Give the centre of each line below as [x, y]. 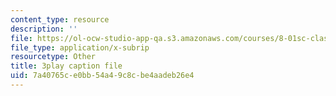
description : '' [44, 29]
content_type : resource [60, 19]
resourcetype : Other [53, 57]
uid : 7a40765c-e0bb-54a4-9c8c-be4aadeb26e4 [102, 76]
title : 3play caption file [66, 66]
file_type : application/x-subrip [80, 47]
